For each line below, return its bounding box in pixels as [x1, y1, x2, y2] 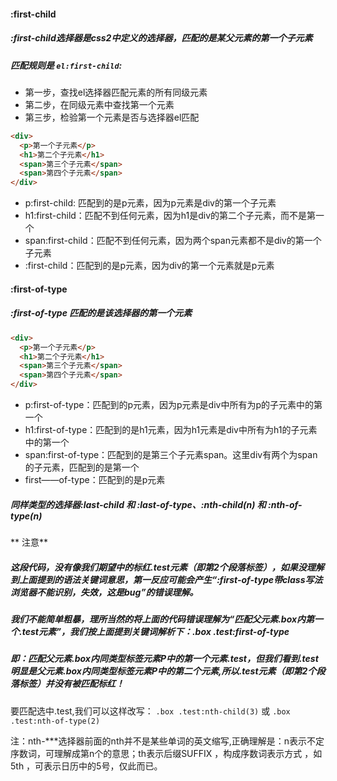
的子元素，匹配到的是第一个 [24, 461, 140, 473]
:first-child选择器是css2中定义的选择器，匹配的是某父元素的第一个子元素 [10, 32, 313, 44]
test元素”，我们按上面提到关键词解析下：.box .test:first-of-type [21, 625, 290, 637]
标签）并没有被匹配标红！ [18, 678, 125, 690]
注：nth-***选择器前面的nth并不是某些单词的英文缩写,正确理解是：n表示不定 [10, 735, 325, 747]
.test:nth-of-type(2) [10, 716, 101, 726]
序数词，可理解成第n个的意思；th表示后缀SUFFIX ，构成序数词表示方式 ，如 [10, 747, 323, 759]
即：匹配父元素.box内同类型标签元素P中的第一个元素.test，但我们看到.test [10, 653, 319, 665]
